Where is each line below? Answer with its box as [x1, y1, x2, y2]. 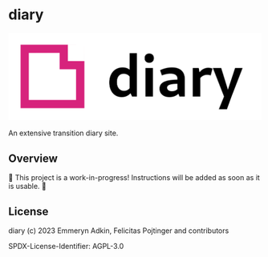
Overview [8, 151, 59, 165]
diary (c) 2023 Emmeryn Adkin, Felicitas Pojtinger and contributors [8, 226, 229, 235]
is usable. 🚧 [8, 182, 47, 191]
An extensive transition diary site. [8, 128, 119, 138]
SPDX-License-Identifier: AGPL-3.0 [8, 241, 124, 251]
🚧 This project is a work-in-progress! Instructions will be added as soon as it [8, 173, 261, 183]
